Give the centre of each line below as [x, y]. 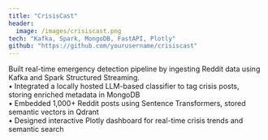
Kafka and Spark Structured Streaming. [74, 78]
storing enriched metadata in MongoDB [74, 95]
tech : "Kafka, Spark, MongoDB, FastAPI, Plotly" [92, 38]
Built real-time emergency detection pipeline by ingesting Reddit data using [134, 69]
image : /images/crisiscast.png [69, 31]
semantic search [36, 129]
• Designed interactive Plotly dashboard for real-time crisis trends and [126, 121]
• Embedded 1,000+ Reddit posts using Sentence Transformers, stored [127, 104]
